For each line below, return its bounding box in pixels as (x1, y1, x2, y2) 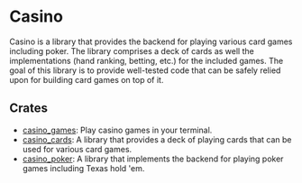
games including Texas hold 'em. (22, 162, 145, 173)
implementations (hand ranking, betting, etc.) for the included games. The (9, 55, 284, 66)
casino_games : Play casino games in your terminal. (22, 124, 213, 135)
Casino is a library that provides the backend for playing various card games (9, 36, 293, 47)
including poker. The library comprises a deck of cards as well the (9, 45, 254, 56)
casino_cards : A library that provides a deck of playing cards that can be (22, 133, 292, 145)
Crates (9, 101, 48, 116)
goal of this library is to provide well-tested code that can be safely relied (9, 65, 281, 76)
